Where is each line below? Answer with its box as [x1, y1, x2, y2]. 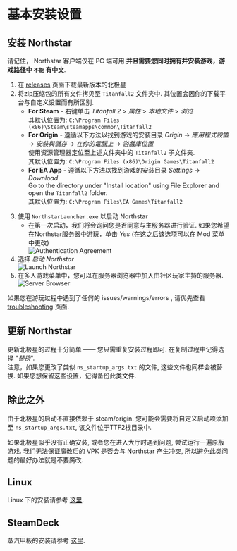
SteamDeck [7, 516, 60, 528]
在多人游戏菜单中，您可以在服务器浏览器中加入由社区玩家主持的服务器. [17, 271, 224, 279]
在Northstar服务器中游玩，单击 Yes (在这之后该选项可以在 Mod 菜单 [28, 230, 225, 238]
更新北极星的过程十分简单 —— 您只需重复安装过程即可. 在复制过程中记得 [7, 345, 219, 353]
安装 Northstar [7, 37, 72, 49]
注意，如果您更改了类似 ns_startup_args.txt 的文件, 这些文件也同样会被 [7, 362, 217, 371]
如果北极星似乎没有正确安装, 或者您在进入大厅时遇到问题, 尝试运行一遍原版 [7, 438, 224, 446]
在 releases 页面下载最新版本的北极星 [17, 80, 127, 89]
